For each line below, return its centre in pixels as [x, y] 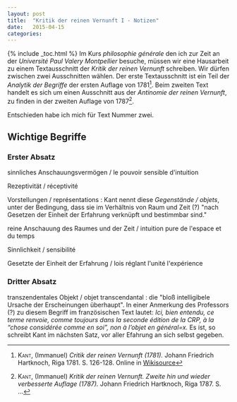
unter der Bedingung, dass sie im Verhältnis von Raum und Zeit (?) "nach [113, 207]
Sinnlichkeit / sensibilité [42, 250]
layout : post [26, 14]
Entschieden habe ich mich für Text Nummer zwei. [80, 114]
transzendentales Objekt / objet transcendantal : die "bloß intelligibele [109, 297]
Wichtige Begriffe [47, 137]
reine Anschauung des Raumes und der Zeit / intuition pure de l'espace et [115, 229]
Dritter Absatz [32, 282]
